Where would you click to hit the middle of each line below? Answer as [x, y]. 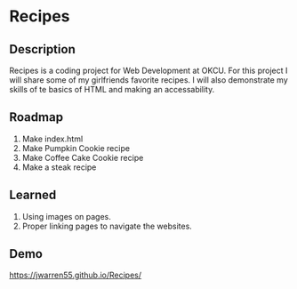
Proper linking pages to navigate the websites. [107, 226]
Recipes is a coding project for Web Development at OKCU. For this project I [148, 70]
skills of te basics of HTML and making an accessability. [112, 89]
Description [42, 49]
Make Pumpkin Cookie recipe [76, 148]
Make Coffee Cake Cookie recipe [83, 157]
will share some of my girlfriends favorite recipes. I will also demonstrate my [149, 80]
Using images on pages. [66, 216]
